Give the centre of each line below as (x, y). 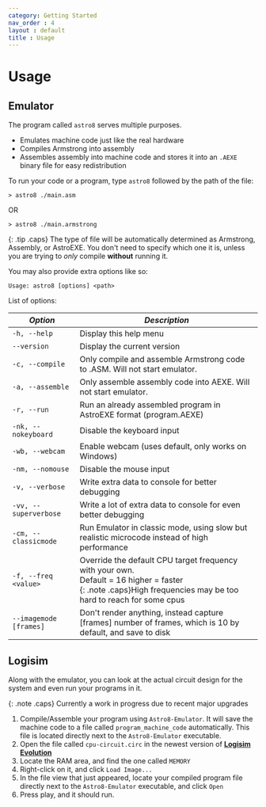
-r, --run (30, 410)
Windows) (99, 456)
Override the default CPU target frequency (159, 561)
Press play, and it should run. (67, 795)
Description (167, 320)
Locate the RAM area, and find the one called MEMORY (105, 761)
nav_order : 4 (32, 23)
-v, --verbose (39, 487)
